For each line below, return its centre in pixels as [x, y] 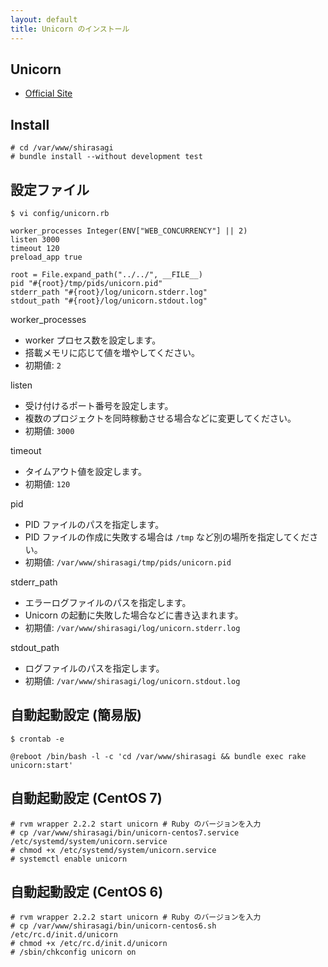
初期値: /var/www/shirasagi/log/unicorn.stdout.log [132, 680]
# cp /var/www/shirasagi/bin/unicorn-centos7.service [125, 832]
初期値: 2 [43, 365]
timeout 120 [35, 248]
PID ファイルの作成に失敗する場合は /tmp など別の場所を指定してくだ [167, 537]
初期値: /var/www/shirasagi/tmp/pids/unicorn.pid [128, 562]
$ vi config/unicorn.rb [60, 213]
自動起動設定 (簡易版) [76, 715]
